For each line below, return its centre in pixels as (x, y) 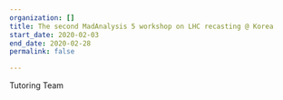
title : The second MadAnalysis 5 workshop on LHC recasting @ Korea (141, 26)
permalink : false (42, 52)
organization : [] (42, 18)
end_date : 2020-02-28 (50, 43)
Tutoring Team (37, 85)
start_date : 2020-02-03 (54, 35)
